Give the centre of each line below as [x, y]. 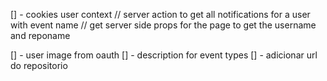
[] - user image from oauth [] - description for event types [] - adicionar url [164, 55]
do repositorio [39, 65]
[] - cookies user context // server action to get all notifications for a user [160, 14]
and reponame [40, 35]
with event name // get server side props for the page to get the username [163, 25]
